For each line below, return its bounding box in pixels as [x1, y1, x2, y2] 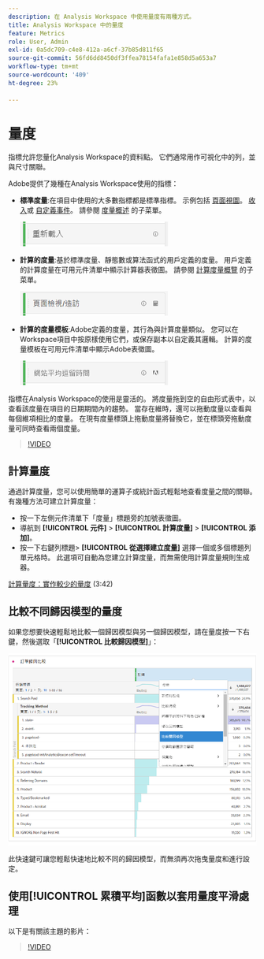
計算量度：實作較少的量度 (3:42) [8, 579, 113, 589]
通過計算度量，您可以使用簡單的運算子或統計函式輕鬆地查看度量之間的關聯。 [8, 487, 257, 496]
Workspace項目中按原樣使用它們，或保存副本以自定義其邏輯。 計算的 [19, 335, 246, 344]
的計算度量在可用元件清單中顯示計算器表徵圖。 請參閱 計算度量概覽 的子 [19, 265, 254, 275]
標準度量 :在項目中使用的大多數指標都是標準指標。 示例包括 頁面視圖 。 [19, 195, 247, 205]
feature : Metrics [8, 29, 65, 37]
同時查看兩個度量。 [21, 424, 84, 433]
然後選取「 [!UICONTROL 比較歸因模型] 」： [21, 637, 159, 646]
